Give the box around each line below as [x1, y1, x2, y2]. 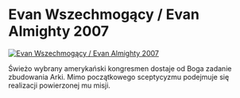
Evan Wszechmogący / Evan [8, 6, 200, 24]
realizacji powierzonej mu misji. [8, 81, 111, 90]
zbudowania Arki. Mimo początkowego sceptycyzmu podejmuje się [8, 72, 230, 81]
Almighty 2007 [8, 22, 110, 40]
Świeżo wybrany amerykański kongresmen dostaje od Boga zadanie [8, 63, 232, 73]
